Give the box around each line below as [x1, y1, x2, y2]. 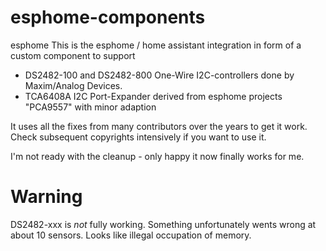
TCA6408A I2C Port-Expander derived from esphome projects [24, 90, 283, 102]
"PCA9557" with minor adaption [24, 101, 157, 113]
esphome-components [10, 6, 206, 29]
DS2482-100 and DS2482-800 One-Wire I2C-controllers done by [24, 69, 295, 81]
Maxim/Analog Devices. [24, 79, 123, 91]
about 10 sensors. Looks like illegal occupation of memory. [10, 229, 252, 241]
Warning [10, 186, 83, 208]
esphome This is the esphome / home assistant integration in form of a [10, 39, 302, 51]
